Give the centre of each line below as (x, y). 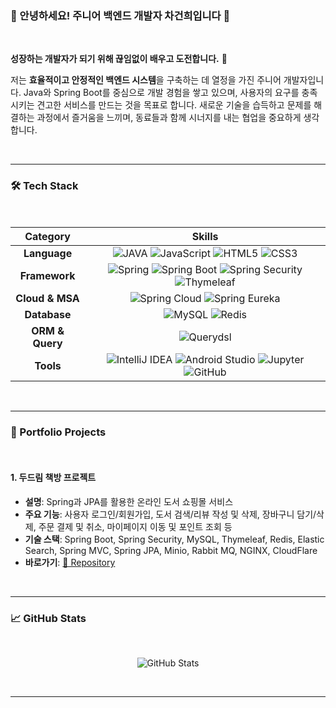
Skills (205, 236)
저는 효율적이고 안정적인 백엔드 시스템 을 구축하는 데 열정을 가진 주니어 (146, 80)
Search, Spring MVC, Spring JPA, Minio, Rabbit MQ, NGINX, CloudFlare (171, 551)
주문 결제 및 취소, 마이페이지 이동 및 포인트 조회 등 (135, 527)
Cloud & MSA (47, 298)
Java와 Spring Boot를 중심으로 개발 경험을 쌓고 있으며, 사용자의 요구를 (161, 93)
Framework (47, 275)
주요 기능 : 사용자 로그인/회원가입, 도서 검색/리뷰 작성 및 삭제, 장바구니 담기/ (170, 514)
